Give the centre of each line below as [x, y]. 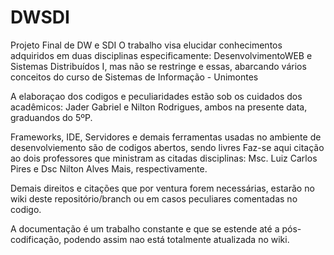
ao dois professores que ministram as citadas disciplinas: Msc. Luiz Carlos [164, 158]
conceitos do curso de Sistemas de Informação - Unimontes [134, 77]
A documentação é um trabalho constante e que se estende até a [145, 228]
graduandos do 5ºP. [51, 117]
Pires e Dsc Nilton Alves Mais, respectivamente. [109, 168]
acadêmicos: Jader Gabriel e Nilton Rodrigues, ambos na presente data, [159, 107]
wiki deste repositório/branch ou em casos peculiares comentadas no [154, 198]
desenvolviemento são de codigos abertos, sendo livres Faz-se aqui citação [167, 147]
